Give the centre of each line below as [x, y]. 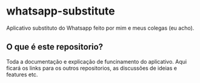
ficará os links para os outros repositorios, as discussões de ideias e [92, 68]
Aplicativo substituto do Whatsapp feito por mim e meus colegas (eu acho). [100, 28]
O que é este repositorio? [55, 47]
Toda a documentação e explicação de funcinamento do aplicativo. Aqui [96, 61]
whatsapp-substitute [61, 11]
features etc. [22, 75]
